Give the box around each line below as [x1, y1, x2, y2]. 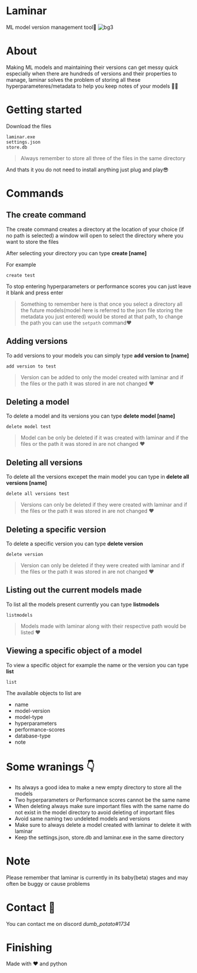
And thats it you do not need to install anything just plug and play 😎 [6, 166, 169, 173]
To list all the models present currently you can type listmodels [6, 601, 160, 608]
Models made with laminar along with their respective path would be [20, 623, 186, 630]
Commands [6, 187, 64, 200]
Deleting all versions [6, 458, 83, 468]
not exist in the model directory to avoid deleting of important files [14, 809, 175, 816]
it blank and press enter [6, 289, 64, 296]
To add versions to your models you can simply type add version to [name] [6, 352, 189, 359]
